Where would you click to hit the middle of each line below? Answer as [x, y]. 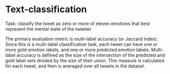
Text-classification [46, 9]
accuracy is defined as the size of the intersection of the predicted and [91, 55]
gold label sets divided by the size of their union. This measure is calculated [85, 60]
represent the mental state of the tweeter [48, 29]
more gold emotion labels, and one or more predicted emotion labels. [78, 50]
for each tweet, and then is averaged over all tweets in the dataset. [75, 66]
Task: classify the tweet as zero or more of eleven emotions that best [78, 23]
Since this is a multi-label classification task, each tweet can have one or [81, 44]
